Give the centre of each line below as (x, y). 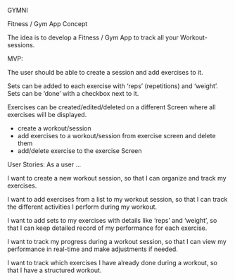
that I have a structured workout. (55, 270)
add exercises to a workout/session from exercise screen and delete (116, 136)
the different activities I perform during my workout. (82, 207)
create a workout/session (54, 128)
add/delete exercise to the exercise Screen (80, 151)
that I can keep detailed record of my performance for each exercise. (107, 228)
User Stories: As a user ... (44, 164)
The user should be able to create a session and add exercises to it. (105, 72)
